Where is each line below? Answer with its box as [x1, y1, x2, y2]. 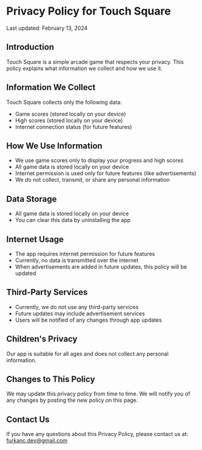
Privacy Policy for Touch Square [6, 4, 171, 18]
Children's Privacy [6, 334, 78, 344]
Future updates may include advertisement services [15, 310, 146, 317]
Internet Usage [6, 234, 64, 244]
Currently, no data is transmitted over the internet [15, 257, 139, 264]
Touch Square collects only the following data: [6, 99, 123, 106]
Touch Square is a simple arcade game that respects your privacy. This [6, 58, 184, 65]
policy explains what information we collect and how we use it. [6, 64, 163, 72]
